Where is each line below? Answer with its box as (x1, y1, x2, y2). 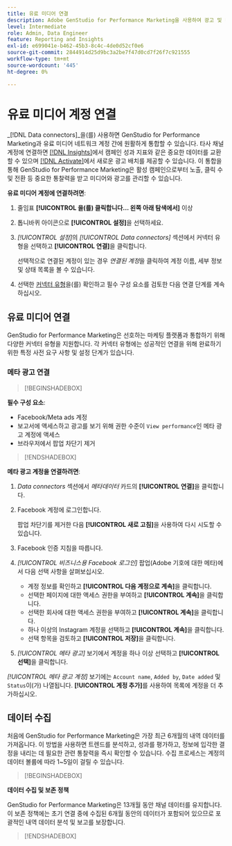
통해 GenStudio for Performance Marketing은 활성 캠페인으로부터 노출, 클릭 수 (7, 165, 224, 174)
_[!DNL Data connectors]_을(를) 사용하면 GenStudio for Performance (7, 131, 201, 139)
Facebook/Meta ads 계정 (17, 413, 88, 421)
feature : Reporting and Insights (7, 36, 104, 43)
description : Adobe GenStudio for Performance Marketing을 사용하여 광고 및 (7, 17, 222, 24)
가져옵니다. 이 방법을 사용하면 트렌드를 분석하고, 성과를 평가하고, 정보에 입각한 (7, 740, 218, 749)
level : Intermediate (7, 23, 67, 30)
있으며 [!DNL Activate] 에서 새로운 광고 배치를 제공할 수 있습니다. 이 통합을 (21, 157, 222, 165)
